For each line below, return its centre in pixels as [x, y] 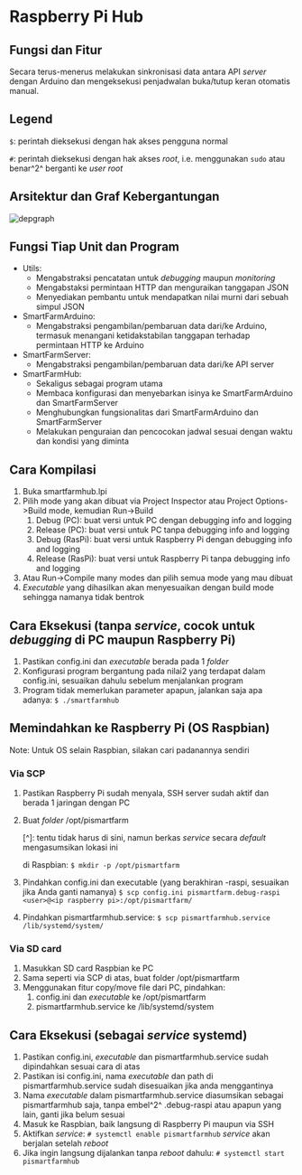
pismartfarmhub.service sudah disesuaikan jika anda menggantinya [148, 1086]
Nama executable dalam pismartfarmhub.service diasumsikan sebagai [153, 1095]
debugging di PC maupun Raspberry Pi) [123, 639]
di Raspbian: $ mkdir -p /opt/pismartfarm [101, 865]
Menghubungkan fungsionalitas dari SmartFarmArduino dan [147, 412]
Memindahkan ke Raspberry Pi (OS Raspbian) [140, 728]
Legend [31, 119]
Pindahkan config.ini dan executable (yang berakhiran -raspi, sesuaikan [156, 882]
